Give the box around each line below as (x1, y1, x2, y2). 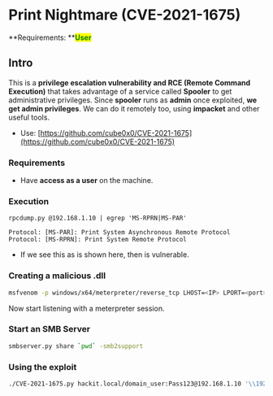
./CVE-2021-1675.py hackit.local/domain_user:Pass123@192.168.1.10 (8, 380, 242, 388)
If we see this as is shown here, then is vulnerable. (19, 250, 189, 259)
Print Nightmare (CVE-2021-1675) (8, 6, 241, 24)
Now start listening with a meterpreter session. (8, 303, 165, 313)
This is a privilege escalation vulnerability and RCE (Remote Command (8, 77, 251, 87)
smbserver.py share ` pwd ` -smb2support (8, 342, 144, 350)
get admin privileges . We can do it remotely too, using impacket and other (8, 103, 260, 113)
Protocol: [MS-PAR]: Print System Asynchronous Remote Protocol (8, 228, 231, 237)
